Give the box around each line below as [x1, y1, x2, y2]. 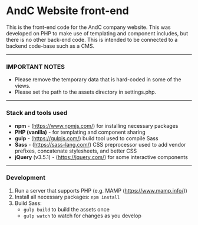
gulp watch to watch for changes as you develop [23, 212, 141, 219]
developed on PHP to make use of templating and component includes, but [6, 29, 189, 37]
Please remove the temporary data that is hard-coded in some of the [14, 76, 181, 83]
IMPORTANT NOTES [6, 62, 65, 71]
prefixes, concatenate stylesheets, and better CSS [14, 147, 137, 154]
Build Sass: [14, 199, 42, 207]
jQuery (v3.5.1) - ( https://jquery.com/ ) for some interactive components [14, 153, 189, 160]
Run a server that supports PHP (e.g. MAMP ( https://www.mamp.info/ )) [14, 187, 187, 194]
